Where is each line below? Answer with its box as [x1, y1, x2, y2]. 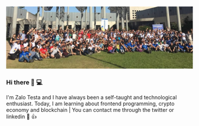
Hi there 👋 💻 [6, 78, 43, 86]
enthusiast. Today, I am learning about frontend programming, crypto [6, 100, 175, 107]
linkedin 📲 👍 [6, 113, 37, 120]
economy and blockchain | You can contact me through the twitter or [6, 106, 175, 114]
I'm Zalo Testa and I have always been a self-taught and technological [6, 94, 177, 101]
